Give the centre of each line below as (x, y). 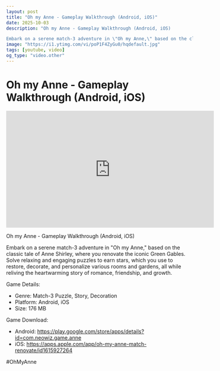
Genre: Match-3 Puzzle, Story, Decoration (66, 296)
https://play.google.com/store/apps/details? (90, 331)
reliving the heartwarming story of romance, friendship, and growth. (89, 272)
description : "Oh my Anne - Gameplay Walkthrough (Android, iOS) (88, 28)
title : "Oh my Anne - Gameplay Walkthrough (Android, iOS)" (82, 17)
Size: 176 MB (30, 308)
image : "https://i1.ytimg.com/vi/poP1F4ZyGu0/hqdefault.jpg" (83, 45)
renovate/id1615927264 (44, 350)
